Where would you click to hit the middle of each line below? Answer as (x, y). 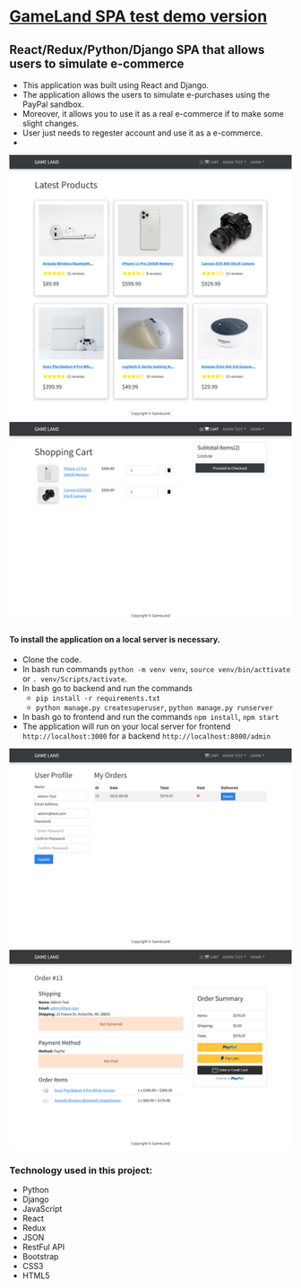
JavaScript (42, 1209)
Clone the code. (52, 660)
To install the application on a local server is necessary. (115, 640)
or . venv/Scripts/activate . (75, 679)
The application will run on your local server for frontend (126, 727)
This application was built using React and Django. (115, 85)
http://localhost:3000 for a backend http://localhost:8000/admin (146, 736)
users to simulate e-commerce (97, 63)
